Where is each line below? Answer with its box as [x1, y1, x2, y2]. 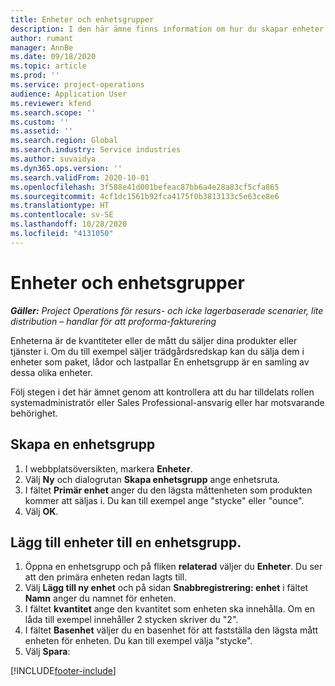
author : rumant [10, 33, 74, 43]
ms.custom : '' [10, 117, 70, 127]
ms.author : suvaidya [10, 154, 97, 164]
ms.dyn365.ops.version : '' [10, 163, 123, 173]
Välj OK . [24, 505, 59, 517]
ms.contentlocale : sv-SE [10, 210, 114, 220]
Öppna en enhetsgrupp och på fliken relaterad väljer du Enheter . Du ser [24, 561, 323, 573]
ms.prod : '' [10, 71, 60, 81]
